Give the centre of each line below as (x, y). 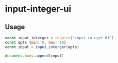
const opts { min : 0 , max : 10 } (36, 42)
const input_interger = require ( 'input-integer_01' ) (59, 38)
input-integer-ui (38, 9)
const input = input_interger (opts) (42, 47)
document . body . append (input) (34, 56)
